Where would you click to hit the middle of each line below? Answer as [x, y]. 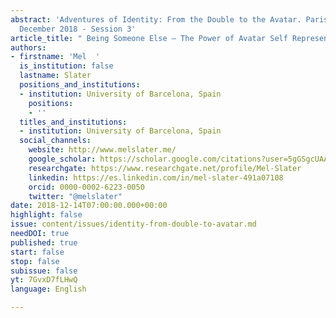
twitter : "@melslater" [75, 196]
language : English [48, 289]
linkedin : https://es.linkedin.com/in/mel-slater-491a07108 [156, 177]
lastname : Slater [55, 76]
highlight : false [46, 215]
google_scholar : [62, 159]
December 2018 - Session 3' [78, 29]
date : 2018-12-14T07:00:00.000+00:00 [89, 206]
